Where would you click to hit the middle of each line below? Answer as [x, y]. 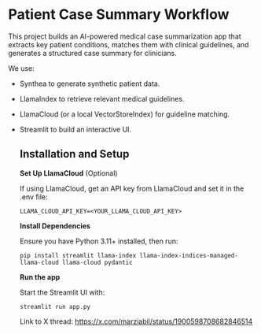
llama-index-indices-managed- [189, 255]
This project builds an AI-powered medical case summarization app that [125, 36]
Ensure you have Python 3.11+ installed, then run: [99, 241]
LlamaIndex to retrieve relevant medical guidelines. [102, 98]
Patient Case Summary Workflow [119, 15]
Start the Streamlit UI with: [62, 292]
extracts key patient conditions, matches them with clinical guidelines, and [129, 44]
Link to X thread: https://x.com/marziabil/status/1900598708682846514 [136, 321]
